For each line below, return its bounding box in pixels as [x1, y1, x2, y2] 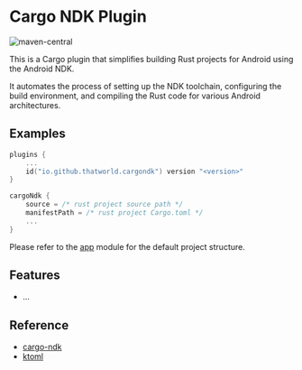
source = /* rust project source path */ [25, 200, 183, 209]
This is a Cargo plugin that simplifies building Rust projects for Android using [9, 53, 294, 64]
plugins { [9, 150, 47, 159]
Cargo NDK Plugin [9, 6, 147, 27]
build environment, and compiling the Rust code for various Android [9, 90, 261, 101]
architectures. [9, 99, 61, 110]
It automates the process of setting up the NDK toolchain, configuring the [9, 80, 282, 91]
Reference [9, 318, 69, 333]
